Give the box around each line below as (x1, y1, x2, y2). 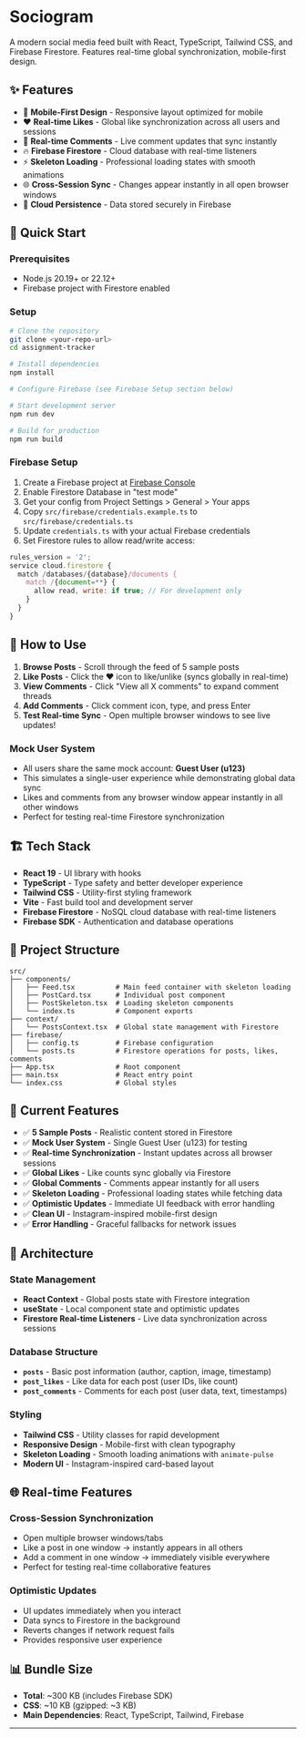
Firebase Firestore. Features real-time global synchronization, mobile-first (9, 46, 287, 57)
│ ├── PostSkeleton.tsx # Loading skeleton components (9, 998, 234, 1008)
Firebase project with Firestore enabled (22, 283, 170, 293)
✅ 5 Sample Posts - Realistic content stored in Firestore (22, 1127, 233, 1138)
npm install (9, 368, 55, 377)
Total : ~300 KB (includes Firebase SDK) (22, 1691, 173, 1702)
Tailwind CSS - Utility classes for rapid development (22, 1429, 220, 1440)
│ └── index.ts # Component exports (9, 1006, 194, 1015)
